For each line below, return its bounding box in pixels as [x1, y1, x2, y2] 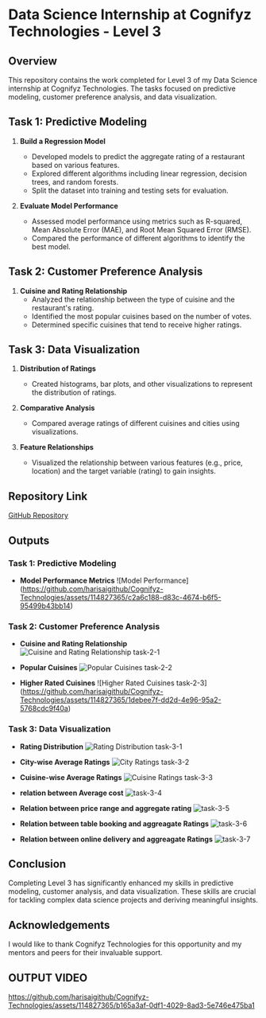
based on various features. [31, 160, 120, 170]
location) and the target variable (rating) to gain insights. [31, 466, 216, 476]
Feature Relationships [19, 443, 94, 452]
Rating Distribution [19, 742, 84, 751]
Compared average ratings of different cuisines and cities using [31, 419, 240, 428]
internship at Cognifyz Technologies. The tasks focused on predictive [8, 84, 236, 93]
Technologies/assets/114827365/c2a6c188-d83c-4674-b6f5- [19, 592, 222, 602]
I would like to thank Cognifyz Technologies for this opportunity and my [8, 939, 242, 949]
